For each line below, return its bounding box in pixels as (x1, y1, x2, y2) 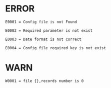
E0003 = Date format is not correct (5, 37, 81, 42)
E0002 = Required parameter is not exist (5, 28, 93, 33)
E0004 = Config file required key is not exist (5, 45, 106, 50)
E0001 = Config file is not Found (5, 19, 77, 24)
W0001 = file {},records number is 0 (5, 78, 84, 84)
